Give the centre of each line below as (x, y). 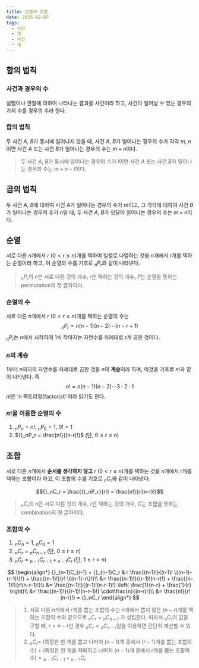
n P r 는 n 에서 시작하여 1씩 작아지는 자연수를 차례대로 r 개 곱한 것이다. (83, 338)
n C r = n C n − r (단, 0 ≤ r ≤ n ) (48, 552)
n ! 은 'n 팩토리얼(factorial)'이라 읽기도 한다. (56, 397)
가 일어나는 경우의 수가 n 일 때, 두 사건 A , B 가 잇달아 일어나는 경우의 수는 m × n (97, 212)
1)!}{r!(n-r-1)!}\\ (26, 585)
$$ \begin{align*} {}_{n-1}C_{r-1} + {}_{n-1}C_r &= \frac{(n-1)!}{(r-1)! (90, 572)
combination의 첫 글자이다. (53, 512)
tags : (13, 23)
